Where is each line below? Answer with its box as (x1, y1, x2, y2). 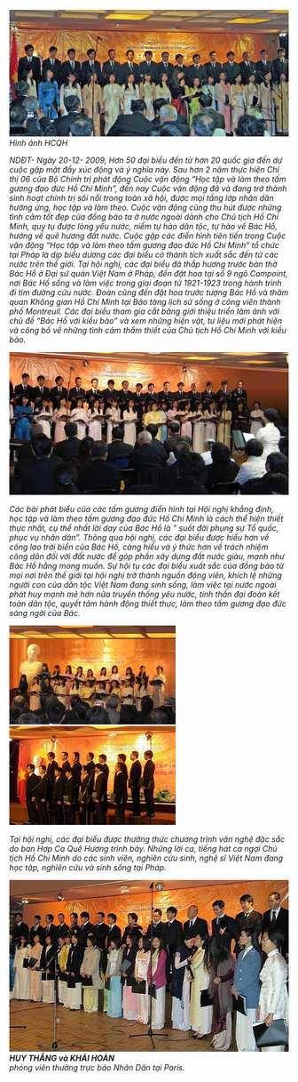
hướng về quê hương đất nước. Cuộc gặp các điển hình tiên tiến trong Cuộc (9, 230, 286, 241)
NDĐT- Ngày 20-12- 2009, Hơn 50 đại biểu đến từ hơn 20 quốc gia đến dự (9, 155, 283, 165)
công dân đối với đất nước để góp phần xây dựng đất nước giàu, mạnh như (9, 550, 286, 561)
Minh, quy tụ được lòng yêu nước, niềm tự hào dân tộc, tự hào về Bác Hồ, (9, 220, 278, 231)
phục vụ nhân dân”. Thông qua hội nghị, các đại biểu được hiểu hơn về (9, 532, 270, 542)
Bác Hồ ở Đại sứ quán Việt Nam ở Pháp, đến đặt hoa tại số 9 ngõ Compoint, (9, 268, 288, 278)
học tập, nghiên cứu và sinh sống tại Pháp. (9, 862, 167, 872)
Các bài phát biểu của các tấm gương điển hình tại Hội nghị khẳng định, (9, 503, 275, 514)
